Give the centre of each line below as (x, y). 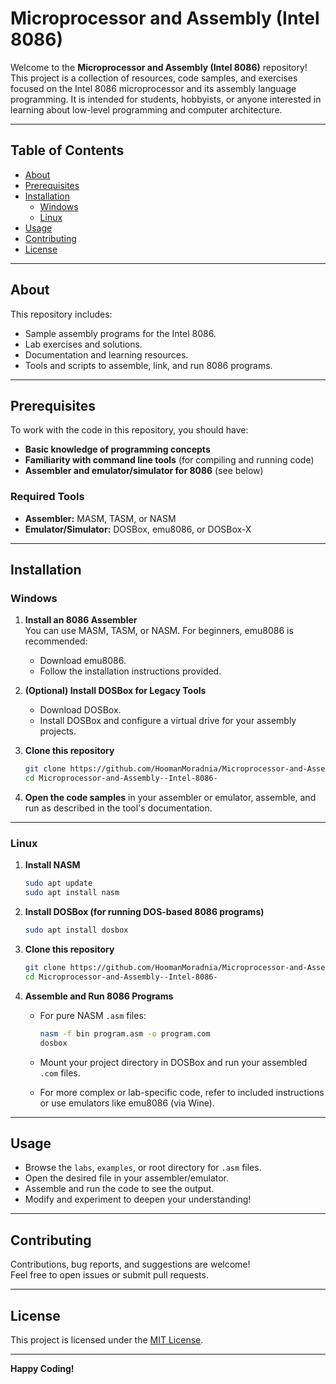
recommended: (56, 641)
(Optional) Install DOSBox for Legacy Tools (115, 691)
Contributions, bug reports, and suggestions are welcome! (130, 1264)
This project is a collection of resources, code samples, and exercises (154, 78)
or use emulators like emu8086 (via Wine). (127, 1103)
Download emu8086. (83, 661)
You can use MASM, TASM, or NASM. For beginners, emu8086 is (159, 631)
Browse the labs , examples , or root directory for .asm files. (143, 1168)
